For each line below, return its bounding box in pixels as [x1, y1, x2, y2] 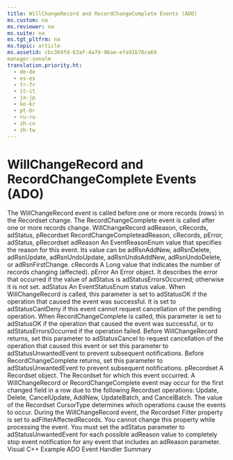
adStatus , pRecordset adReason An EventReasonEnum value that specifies [7, 238, 222, 247]
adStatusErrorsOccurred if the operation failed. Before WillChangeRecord [7, 327, 218, 336]
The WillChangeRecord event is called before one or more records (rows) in [7, 209, 224, 217]
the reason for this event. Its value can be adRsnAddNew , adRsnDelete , [7, 246, 211, 254]
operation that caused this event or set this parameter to [7, 342, 169, 350]
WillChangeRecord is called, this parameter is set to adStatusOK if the [7, 290, 207, 299]
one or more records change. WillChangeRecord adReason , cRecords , [7, 224, 209, 232]
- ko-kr [13, 101, 36, 108]
